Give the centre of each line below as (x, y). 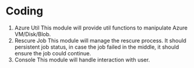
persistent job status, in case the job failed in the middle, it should (97, 47)
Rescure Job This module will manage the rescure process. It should (100, 40)
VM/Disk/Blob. (33, 34)
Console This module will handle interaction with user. (82, 60)
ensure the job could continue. (53, 53)
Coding (25, 11)
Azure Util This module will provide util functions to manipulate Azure (101, 28)
